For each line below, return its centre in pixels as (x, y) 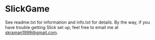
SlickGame (27, 9)
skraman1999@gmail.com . (32, 32)
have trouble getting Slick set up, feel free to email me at (62, 27)
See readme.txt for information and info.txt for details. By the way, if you (77, 22)
